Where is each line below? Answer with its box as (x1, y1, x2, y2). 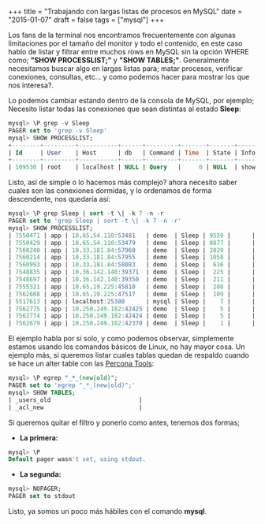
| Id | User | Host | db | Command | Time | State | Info (8, 149, 256, 157)
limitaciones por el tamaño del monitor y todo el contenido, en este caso (8, 39, 243, 48)
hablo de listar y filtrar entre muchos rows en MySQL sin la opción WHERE (8, 47, 250, 56)
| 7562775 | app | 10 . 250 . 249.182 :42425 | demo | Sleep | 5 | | (8, 305, 256, 313)
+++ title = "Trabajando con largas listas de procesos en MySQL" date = (8, 7, 243, 16)
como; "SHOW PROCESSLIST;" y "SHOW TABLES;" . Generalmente (8, 55, 230, 65)
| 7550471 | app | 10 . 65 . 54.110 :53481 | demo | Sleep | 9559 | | (8, 232, 256, 240)
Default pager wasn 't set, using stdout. (8, 455, 147, 463)
